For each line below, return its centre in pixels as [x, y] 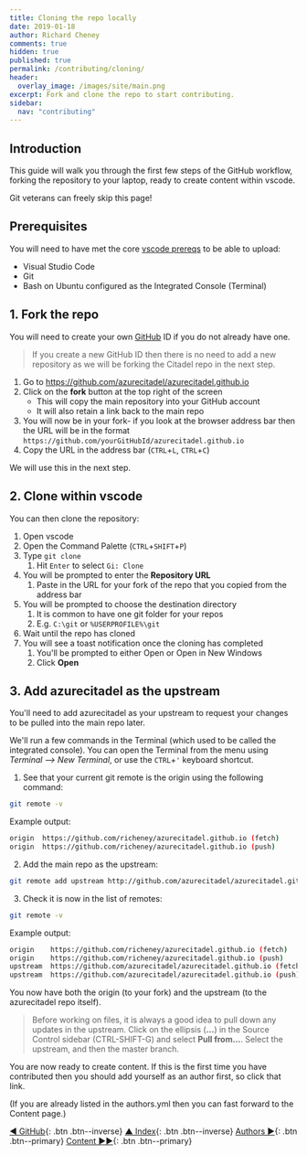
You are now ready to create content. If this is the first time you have [138, 1067]
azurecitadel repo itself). [56, 1002]
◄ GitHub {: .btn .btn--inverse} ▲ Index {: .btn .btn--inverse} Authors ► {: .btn [153, 1131]
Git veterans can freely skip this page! [81, 198]
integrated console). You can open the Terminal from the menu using [139, 750]
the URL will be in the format [76, 430]
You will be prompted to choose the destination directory [130, 604]
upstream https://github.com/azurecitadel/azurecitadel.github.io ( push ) [155, 975]
